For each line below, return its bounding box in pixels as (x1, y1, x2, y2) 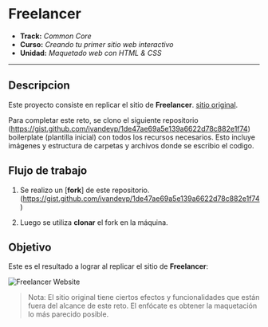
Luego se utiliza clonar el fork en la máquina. (19, 217, 169, 227)
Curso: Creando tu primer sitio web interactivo (19, 39, 174, 49)
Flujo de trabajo (8, 164, 88, 178)
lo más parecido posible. (27, 309, 109, 319)
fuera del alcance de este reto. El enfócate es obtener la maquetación (27, 301, 258, 311)
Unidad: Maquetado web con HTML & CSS (19, 48, 162, 57)
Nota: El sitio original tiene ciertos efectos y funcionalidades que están (27, 293, 260, 302)
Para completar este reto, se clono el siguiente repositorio (8, 115, 199, 124)
